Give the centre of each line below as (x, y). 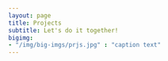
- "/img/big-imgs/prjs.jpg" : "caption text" (84, 45)
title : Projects (35, 23)
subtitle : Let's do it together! (63, 30)
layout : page (30, 15)
